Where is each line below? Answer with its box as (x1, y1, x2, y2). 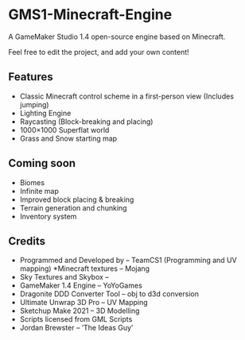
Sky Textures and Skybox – (19, 272, 109, 282)
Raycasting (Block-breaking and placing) (19, 117, 154, 126)
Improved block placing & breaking (19, 195, 134, 204)
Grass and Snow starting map (19, 133, 118, 143)
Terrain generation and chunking (19, 203, 127, 212)
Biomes (19, 177, 45, 187)
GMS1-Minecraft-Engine (8, 6, 173, 24)
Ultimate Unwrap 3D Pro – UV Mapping (19, 298, 149, 307)
